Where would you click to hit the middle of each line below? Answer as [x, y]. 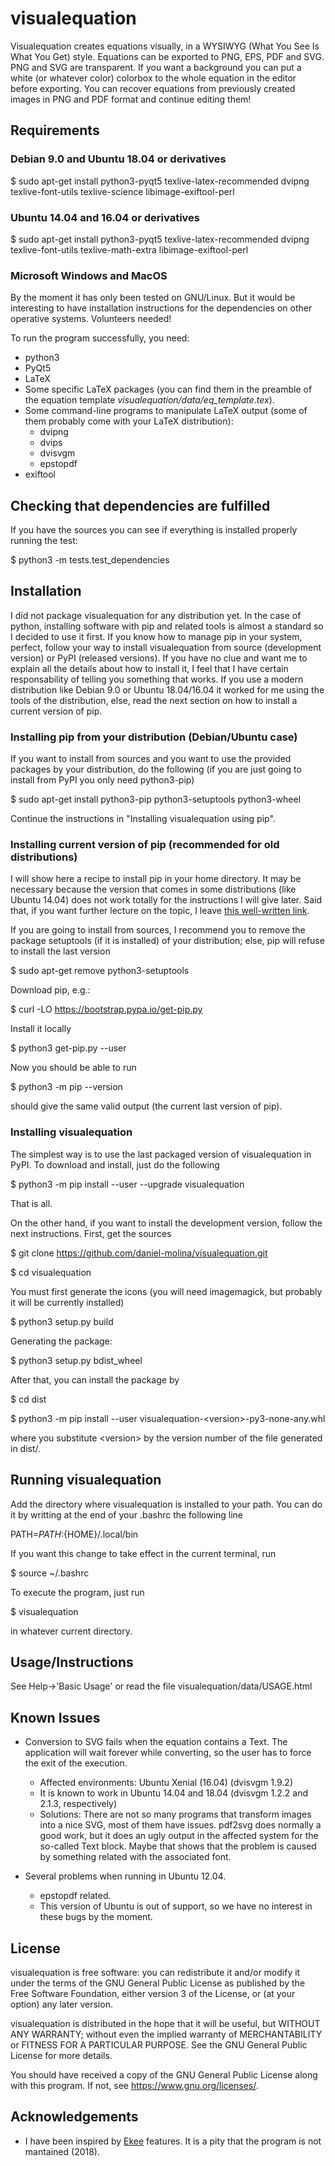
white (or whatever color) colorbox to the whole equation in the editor [153, 78]
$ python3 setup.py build [62, 1321]
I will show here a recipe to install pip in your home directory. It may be [156, 879]
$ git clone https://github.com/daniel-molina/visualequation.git [139, 1253]
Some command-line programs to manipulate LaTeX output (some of [166, 411]
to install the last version [60, 951]
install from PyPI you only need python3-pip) [102, 780]
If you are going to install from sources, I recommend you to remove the [158, 930]
